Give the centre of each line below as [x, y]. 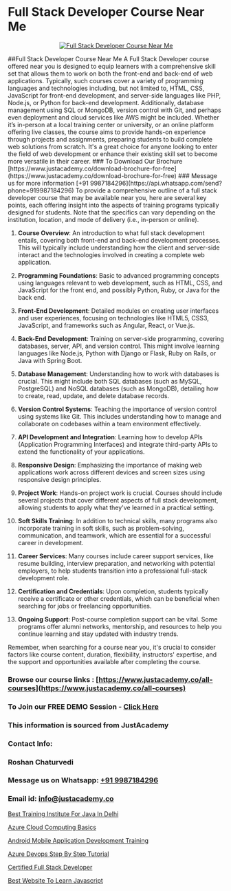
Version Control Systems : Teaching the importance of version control [117, 409]
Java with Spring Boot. [50, 360]
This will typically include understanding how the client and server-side [119, 247]
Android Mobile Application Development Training [78, 840]
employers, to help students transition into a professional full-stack [112, 571]
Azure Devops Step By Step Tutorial [58, 854]
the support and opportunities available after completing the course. [104, 661]
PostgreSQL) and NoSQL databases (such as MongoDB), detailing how [118, 388]
